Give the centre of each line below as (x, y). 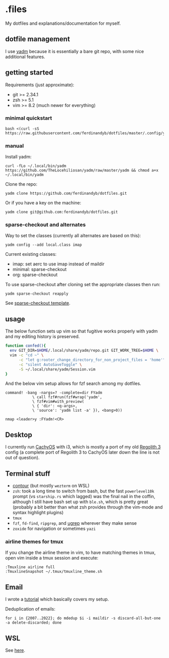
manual (15, 146)
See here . (15, 650)
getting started (29, 72)
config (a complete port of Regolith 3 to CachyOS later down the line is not (82, 452)
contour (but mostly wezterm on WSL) (51, 486)
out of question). (22, 458)
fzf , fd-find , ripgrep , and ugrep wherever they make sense (75, 523)
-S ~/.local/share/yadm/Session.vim (57, 369)
